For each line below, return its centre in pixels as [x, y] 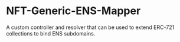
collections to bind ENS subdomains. [51, 33]
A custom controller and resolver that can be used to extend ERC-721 [90, 27]
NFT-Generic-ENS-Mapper [73, 11]
